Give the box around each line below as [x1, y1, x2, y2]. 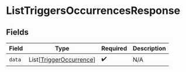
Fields [6, 27, 29, 37]
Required [101, 45, 128, 52]
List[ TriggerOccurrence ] [28, 55, 96, 63]
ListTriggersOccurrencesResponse [6, 4, 181, 17]
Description [132, 45, 166, 52]
